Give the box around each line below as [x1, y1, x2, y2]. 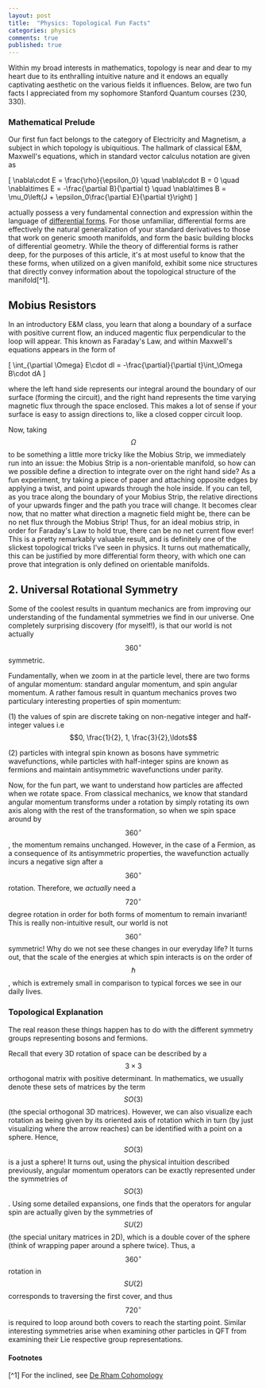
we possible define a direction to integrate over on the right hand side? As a [8, 467, 256, 476]
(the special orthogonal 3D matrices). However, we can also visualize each [8, 1106, 253, 1116]
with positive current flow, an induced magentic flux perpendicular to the [8, 328, 246, 338]
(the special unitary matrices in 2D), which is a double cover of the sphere [8, 1232, 251, 1242]
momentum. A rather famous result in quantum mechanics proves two [8, 687, 237, 697]
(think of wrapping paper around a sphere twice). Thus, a [8, 1240, 196, 1250]
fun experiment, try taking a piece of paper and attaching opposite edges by [8, 475, 258, 485]
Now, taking [8, 425, 48, 434]
